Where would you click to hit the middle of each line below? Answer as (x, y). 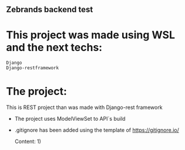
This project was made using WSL (90, 35)
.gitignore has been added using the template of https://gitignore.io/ (97, 130)
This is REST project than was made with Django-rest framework (84, 107)
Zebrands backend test (50, 10)
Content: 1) (28, 142)
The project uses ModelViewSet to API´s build (70, 119)
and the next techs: (54, 47)
